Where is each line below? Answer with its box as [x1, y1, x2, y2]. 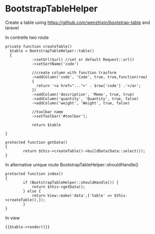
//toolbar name [31, 109, 64, 115]
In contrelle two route [5, 34, 49, 40]
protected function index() [5, 171, 64, 176]
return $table [31, 122, 61, 127]
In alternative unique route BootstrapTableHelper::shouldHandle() [5, 161, 139, 167]
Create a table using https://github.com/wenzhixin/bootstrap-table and [5, 19, 150, 25]
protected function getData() [5, 140, 68, 145]
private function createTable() [5, 44, 72, 49]
